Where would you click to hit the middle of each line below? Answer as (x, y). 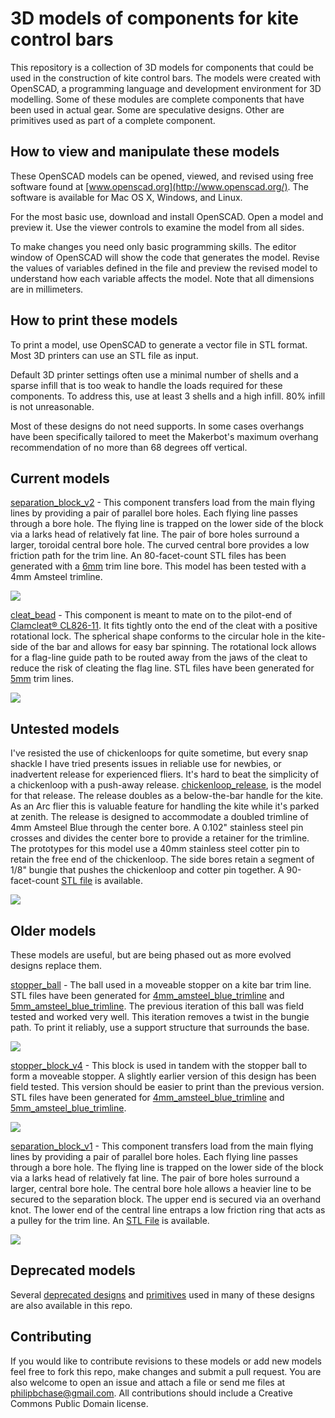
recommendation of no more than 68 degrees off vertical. (129, 447)
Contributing (51, 1337)
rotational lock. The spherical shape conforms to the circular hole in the (157, 636)
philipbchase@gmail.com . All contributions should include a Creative (151, 1393)
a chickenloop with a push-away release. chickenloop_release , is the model (166, 785)
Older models (53, 930)
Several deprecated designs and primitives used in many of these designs (162, 1294)
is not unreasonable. (52, 406)
